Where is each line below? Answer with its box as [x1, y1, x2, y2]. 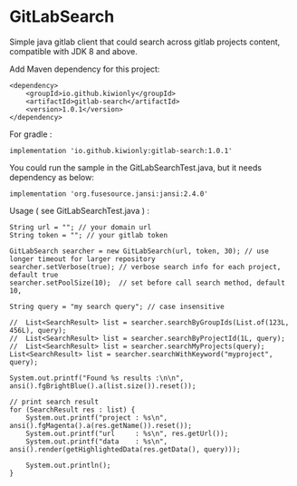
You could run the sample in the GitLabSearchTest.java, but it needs [9, 161, 263, 173]
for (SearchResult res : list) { [9, 405, 136, 414]
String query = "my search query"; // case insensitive [9, 302, 225, 311]
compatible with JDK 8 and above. [9, 45, 138, 56]
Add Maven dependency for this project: [9, 63, 160, 74]
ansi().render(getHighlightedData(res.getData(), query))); [9, 444, 242, 454]
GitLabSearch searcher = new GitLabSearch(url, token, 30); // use [9, 247, 270, 256]
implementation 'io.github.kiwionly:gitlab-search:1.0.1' [9, 146, 233, 155]
